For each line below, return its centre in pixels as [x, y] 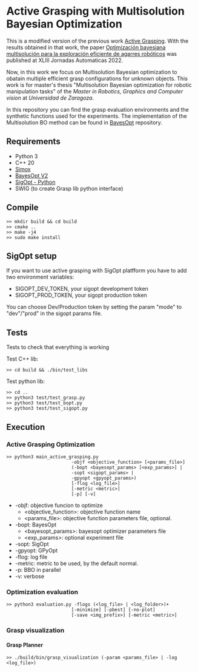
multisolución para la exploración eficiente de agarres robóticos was [92, 53]
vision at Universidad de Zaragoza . [50, 98]
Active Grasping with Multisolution [95, 11]
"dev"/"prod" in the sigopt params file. [54, 313]
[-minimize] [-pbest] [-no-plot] [113, 610]
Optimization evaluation [42, 592]
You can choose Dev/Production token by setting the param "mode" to [94, 307]
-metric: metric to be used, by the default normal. [77, 563]
